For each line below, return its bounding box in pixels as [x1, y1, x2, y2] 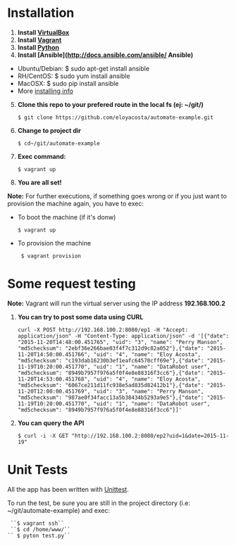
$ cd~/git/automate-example [17, 139, 100, 147]
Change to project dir [17, 126, 82, 134]
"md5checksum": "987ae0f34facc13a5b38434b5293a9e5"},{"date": [17, 394, 204, 401]
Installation [7, 5, 75, 21]
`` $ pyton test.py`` [7, 532, 71, 539]
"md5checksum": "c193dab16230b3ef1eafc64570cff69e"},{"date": [17, 357, 204, 364]
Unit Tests [7, 462, 68, 478]
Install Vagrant [17, 35, 62, 44]
